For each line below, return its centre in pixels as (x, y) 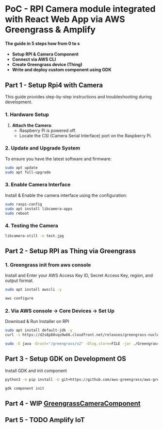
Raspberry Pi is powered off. (48, 131)
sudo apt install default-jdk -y (39, 330)
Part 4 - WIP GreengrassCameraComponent (73, 403)
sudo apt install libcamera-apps (39, 209)
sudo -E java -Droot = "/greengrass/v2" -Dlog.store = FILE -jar (68, 344)
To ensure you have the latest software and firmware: (58, 159)
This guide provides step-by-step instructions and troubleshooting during (78, 97)
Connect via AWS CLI (34, 59)
